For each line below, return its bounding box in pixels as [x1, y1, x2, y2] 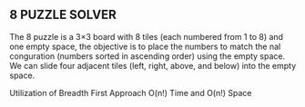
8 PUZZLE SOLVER [9, 7, 117, 23]
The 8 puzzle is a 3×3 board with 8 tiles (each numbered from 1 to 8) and [9, 31, 284, 42]
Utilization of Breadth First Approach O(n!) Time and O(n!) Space [9, 87, 252, 98]
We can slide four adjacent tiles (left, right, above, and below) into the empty [9, 60, 297, 71]
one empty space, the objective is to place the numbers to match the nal [9, 41, 281, 52]
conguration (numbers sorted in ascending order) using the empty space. [9, 50, 286, 62]
